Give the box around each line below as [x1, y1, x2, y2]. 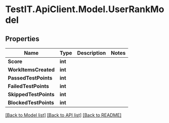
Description [77, 50, 106, 56]
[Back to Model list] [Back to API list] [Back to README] [5, 112, 122, 118]
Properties [5, 34, 40, 43]
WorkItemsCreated [8, 66, 55, 73]
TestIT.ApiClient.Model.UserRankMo [5, 4, 164, 15]
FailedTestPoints [8, 83, 49, 90]
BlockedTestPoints [8, 99, 54, 106]
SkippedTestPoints [8, 91, 55, 98]
